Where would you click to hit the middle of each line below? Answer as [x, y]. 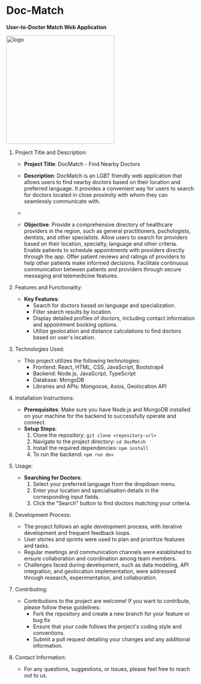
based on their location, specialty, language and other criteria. [101, 244]
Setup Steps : [40, 428]
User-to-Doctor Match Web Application [56, 27]
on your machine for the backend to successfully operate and [100, 416]
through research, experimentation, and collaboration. [91, 578]
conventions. [49, 633]
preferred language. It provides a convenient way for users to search [109, 188]
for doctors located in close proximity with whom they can [96, 195]
